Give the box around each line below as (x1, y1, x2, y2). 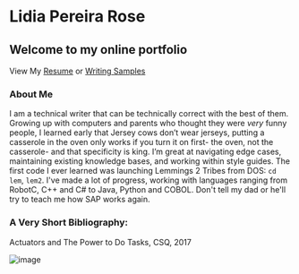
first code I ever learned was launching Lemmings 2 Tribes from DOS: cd (9, 166, 277, 176)
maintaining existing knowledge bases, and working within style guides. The (9, 156, 291, 167)
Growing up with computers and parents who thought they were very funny (9, 118, 287, 129)
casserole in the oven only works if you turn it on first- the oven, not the (9, 137, 274, 148)
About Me (9, 88, 54, 100)
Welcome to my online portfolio (9, 42, 188, 57)
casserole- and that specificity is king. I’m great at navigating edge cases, (9, 146, 282, 158)
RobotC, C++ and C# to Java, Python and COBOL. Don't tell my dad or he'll (9, 184, 286, 195)
